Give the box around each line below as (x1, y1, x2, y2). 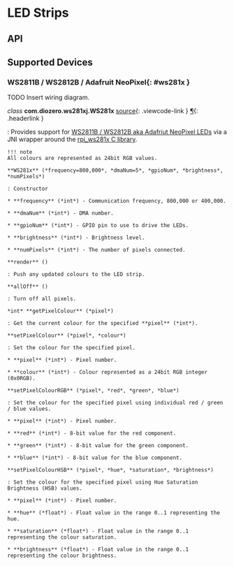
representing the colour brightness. (7, 552, 117, 560)
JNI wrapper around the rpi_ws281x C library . (7, 135, 138, 144)
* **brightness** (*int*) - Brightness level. (7, 234, 145, 242)
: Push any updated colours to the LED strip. (7, 271, 145, 278)
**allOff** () (7, 283, 49, 291)
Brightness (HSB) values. (7, 485, 82, 492)
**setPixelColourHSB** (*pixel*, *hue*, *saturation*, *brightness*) (7, 467, 214, 474)
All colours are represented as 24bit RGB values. (7, 155, 158, 162)
